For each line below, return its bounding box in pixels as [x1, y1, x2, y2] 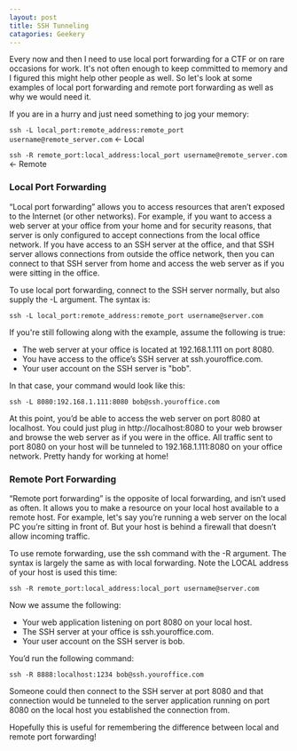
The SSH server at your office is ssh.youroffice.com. [21, 626, 215, 636]
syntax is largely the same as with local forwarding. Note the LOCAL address [9, 557, 289, 568]
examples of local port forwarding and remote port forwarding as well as [9, 82, 274, 93]
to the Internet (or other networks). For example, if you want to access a [9, 211, 272, 221]
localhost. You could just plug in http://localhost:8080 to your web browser [9, 422, 283, 433]
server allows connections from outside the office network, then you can [9, 248, 275, 259]
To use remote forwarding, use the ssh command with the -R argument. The [9, 547, 286, 558]
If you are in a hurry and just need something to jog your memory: [9, 108, 250, 120]
